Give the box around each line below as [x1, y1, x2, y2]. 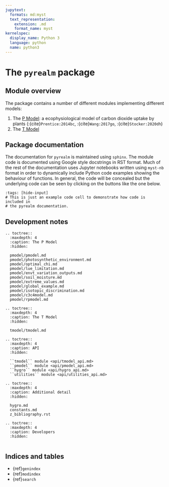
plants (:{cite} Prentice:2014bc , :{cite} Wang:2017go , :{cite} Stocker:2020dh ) [12, 121, 163, 127]
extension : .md [14, 21, 46, 27]
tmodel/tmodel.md [10, 328, 46, 333]
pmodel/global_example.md [10, 284, 65, 289]
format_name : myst [14, 26, 53, 31]
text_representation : [10, 17, 55, 22]
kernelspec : [5, 31, 30, 36]
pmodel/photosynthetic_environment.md [10, 257, 92, 262]
